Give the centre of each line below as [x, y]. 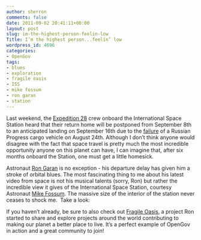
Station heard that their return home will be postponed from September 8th [99, 124]
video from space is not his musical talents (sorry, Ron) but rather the [92, 181]
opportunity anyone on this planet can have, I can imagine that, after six [95, 150]
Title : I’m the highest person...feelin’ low [64, 40]
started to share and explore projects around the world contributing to [92, 218]
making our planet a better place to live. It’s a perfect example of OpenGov [98, 224]
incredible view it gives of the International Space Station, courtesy [89, 187]
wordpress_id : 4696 [31, 46]
